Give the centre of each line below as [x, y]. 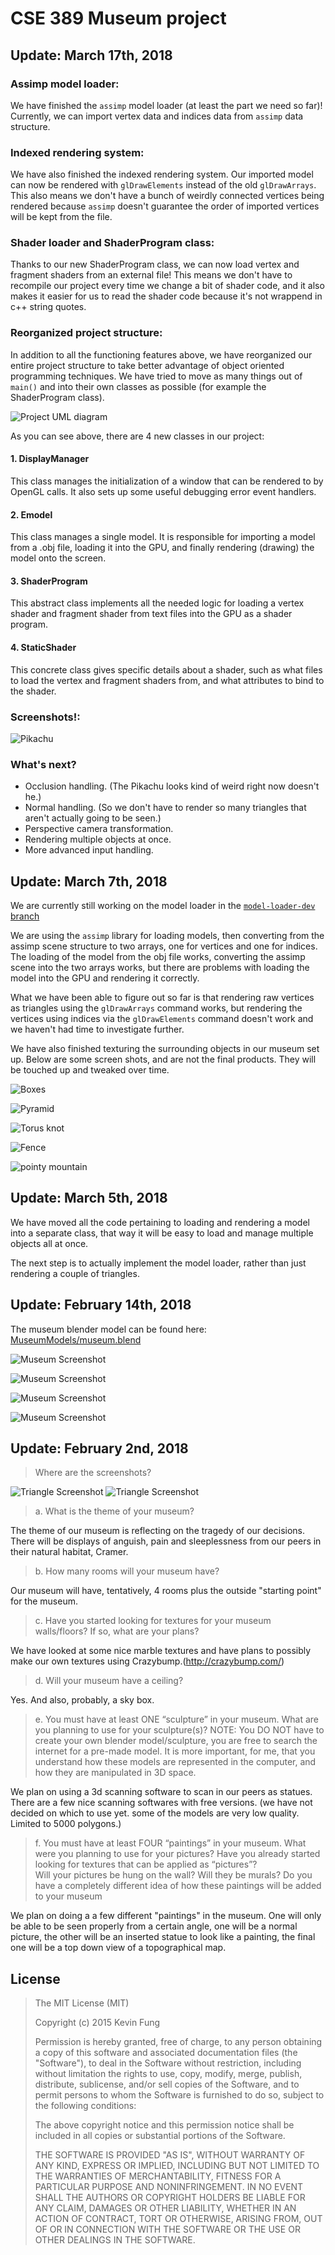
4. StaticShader [43, 647]
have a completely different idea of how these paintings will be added [178, 1886]
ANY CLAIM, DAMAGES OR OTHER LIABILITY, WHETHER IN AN [165, 2208]
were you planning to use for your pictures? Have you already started [177, 1854]
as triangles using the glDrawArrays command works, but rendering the [156, 1008]
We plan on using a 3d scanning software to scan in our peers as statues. [161, 1792]
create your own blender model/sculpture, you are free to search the [176, 1741]
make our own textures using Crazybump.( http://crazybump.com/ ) [147, 1661]
